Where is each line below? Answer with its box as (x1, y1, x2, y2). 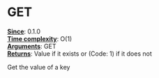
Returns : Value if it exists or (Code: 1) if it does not (7, 49, 152, 58)
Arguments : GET (7, 42, 56, 50)
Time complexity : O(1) (7, 34, 73, 42)
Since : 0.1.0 (7, 27, 40, 36)
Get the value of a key (7, 63, 70, 71)
